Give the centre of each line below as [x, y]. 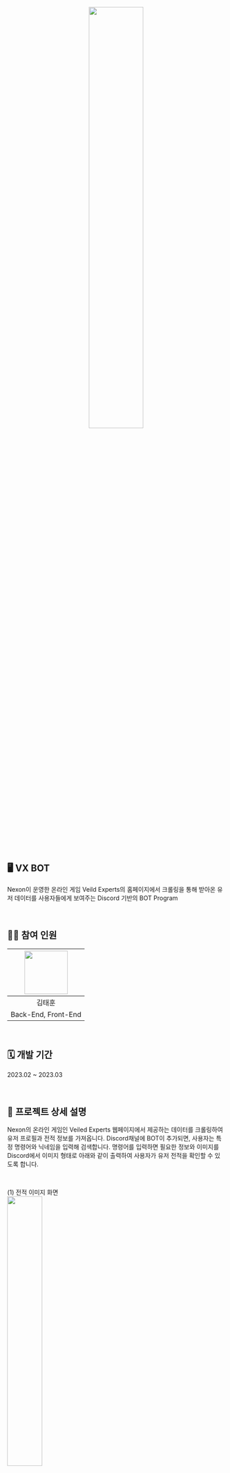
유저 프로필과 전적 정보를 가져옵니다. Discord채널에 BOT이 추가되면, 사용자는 [111, 1138]
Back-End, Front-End [46, 1014]
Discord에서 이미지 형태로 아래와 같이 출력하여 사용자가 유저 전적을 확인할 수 [110, 1156]
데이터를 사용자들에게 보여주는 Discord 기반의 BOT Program [96, 898]
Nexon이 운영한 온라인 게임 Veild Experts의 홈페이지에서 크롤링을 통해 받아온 [112, 889]
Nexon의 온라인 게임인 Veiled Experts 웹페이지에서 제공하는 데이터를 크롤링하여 [115, 1129]
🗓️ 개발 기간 [30, 1055]
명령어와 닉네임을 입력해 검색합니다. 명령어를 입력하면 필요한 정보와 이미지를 [117, 1147]
